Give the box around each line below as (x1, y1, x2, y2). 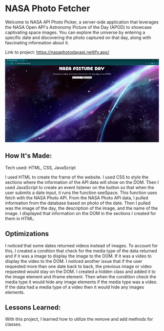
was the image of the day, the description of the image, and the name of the (5, 205, 158, 211)
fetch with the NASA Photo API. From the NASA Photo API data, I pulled (5, 195, 148, 200)
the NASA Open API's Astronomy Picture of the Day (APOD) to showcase (5, 24, 152, 30)
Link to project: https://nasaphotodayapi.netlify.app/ (5, 49, 110, 55)
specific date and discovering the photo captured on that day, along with (5, 35, 151, 40)
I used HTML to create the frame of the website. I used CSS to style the (5, 174, 149, 180)
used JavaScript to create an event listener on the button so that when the (5, 184, 155, 190)
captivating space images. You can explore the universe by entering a (5, 29, 145, 35)
